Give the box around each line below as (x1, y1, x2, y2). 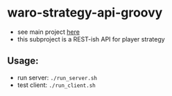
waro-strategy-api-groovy (7, 5, 163, 21)
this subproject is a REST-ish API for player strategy (17, 35, 165, 43)
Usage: (7, 55, 40, 67)
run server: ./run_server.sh (17, 73, 97, 81)
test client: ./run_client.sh (17, 81, 96, 89)
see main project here (17, 28, 80, 36)
